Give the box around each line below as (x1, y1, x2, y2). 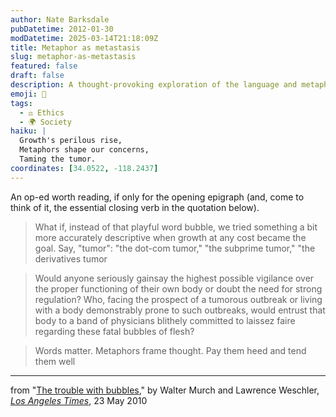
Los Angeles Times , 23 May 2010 (10, 394, 148, 406)
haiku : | (10, 126, 47, 136)
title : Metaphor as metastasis (10, 42, 141, 53)
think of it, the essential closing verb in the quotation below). (10, 201, 260, 213)
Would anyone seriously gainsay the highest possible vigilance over (34, 272, 315, 284)
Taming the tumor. (19, 154, 97, 164)
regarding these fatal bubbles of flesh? (34, 325, 195, 337)
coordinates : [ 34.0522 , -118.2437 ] (10, 163, 159, 173)
